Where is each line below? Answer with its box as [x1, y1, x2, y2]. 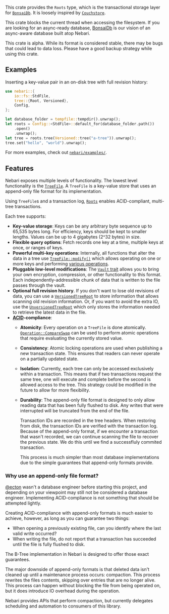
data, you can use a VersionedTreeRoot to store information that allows [12, 293, 159, 299]
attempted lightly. [5, 500, 41, 506]
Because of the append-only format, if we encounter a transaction [20, 428, 158, 435]
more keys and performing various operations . [12, 261, 109, 267]
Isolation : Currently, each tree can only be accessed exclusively [20, 366, 154, 372]
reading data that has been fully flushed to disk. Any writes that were [20, 402, 163, 408]
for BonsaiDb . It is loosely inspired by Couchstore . [5, 10, 106, 16]
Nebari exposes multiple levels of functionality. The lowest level [5, 177, 138, 184]
